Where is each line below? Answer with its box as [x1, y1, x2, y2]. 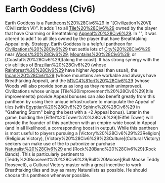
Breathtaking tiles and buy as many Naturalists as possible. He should [5, 167, 147, 173]
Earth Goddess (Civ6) [5, 3, 96, 15]
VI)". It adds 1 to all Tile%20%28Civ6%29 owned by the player [30, 25, 157, 31]
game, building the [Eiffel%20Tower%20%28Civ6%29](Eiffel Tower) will [5, 114, 153, 120]
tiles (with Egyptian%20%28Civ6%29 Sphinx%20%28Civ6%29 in [5, 104, 140, 110]
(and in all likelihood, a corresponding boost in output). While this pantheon [5, 125, 158, 131]
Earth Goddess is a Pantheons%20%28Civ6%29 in [5, 20, 110, 26]
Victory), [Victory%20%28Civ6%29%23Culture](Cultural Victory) [26, 135, 161, 141]
